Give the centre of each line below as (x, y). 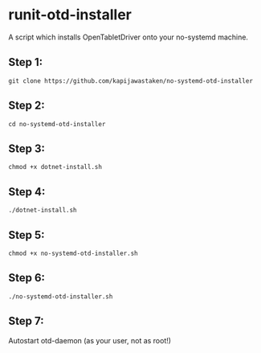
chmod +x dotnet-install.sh (55, 167)
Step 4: (27, 192)
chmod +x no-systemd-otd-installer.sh (73, 253)
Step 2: (27, 106)
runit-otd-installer (70, 15)
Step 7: (26, 321)
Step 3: (27, 148)
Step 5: (27, 235)
